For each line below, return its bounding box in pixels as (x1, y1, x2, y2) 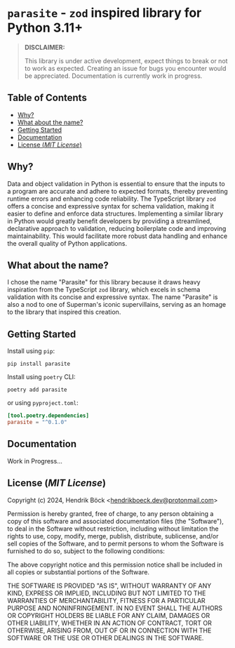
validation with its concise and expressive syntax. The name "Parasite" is (7, 293, 219, 301)
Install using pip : (7, 347, 55, 355)
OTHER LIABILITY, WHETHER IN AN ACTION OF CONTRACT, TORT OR (7, 619, 212, 627)
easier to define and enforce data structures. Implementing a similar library (7, 209, 224, 218)
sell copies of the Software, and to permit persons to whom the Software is (7, 539, 224, 548)
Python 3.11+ (7, 20, 83, 36)
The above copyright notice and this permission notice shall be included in (7, 560, 222, 569)
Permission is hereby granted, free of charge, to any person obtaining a (7, 509, 214, 517)
